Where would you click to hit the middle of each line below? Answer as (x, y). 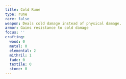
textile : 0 (21, 64)
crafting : (15, 37)
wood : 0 (17, 42)
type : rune (16, 14)
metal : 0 (18, 46)
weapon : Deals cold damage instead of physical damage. (63, 23)
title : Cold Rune (23, 10)
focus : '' (15, 32)
